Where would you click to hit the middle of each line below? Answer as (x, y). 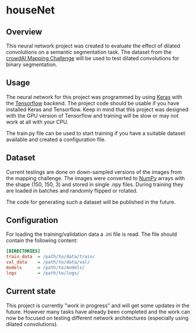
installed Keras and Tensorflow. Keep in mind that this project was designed (97, 109)
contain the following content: (42, 241)
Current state (31, 291)
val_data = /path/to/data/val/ (48, 262)
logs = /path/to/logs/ (43, 273)
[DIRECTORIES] (23, 251)
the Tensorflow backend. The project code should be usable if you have (93, 103)
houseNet (30, 10)
